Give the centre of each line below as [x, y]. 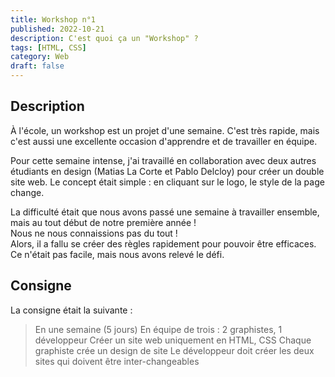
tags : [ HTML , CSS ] [48, 47]
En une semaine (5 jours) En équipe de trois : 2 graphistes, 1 [158, 329]
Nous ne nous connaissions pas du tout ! [94, 233]
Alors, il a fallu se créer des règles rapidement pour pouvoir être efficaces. [163, 243]
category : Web [40, 57]
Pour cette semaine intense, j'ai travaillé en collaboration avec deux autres [163, 160]
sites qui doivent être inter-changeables [117, 361]
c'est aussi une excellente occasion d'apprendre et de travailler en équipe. [164, 141]
